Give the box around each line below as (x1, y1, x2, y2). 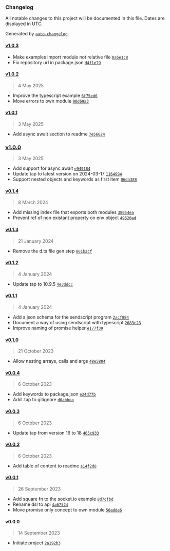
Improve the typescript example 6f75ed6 (12, 92, 98, 99)
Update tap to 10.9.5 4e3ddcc (12, 281, 73, 287)
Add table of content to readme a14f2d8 (12, 463, 97, 469)
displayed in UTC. (5, 21, 43, 27)
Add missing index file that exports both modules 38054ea (12, 209, 135, 215)
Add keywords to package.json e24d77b (12, 391, 96, 397)
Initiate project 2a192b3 (12, 540, 61, 546)
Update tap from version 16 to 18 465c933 (12, 429, 99, 436)
